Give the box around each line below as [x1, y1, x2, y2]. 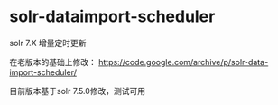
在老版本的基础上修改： [9, 56, 97, 67]
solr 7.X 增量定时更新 [9, 37, 88, 48]
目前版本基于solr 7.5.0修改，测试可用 [9, 85, 146, 96]
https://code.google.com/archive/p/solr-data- [97, 56, 269, 67]
